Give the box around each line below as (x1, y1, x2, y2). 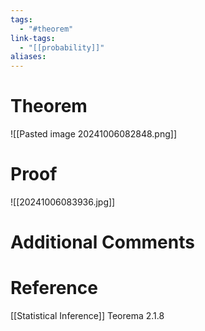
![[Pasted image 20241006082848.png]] (10, 128, 178, 140)
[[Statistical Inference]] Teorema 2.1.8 (10, 310, 165, 322)
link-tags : (10, 33, 56, 43)
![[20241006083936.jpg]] (10, 196, 116, 208)
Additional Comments (10, 231, 195, 254)
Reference (10, 277, 98, 300)
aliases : (10, 52, 47, 62)
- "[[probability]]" (19, 42, 105, 53)
